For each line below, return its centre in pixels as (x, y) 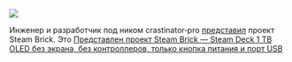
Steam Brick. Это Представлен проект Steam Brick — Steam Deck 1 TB (141, 39)
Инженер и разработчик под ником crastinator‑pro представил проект (142, 30)
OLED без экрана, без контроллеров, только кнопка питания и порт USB (146, 48)
